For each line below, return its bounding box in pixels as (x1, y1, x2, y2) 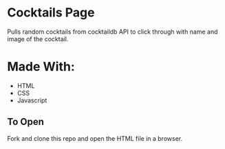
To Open (7, 116, 45, 128)
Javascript (17, 96, 47, 104)
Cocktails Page (7, 5, 95, 21)
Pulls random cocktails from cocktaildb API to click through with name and (7, 27, 218, 36)
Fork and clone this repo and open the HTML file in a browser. (7, 134, 183, 142)
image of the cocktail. (7, 34, 69, 43)
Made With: (7, 59, 76, 75)
